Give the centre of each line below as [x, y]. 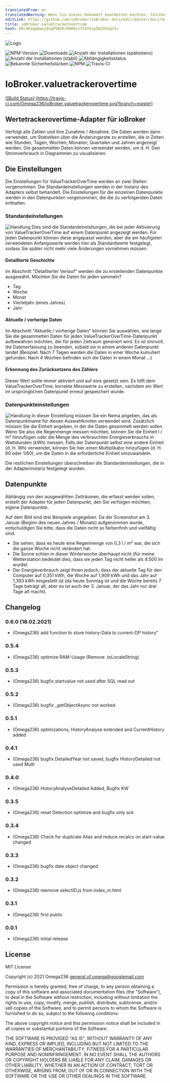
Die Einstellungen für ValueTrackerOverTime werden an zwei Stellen [76, 181]
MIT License [18, 967]
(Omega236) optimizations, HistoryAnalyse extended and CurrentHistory [88, 729]
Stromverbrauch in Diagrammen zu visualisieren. [56, 153]
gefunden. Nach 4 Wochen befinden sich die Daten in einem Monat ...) [79, 358]
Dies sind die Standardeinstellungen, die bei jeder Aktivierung [96, 227]
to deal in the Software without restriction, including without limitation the [81, 997]
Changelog [23, 607]
